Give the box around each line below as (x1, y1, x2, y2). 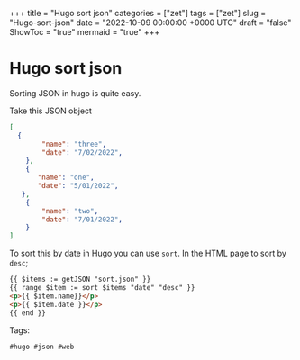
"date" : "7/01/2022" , (41, 215, 123, 224)
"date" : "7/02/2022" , (41, 148, 123, 157)
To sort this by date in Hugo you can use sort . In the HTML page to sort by (9, 247, 286, 259)
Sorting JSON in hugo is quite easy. (9, 87, 141, 98)
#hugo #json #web (9, 342, 75, 351)
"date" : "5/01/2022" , (37, 182, 119, 191)
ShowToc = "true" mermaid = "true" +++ (9, 27, 160, 37)
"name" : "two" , (41, 206, 99, 215)
